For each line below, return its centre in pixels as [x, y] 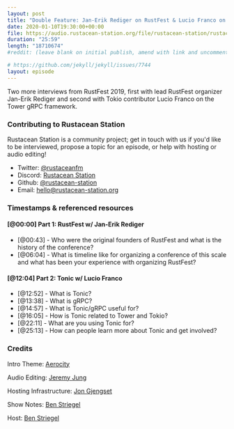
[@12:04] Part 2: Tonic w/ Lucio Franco [65, 278]
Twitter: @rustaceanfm [50, 167]
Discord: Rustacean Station [56, 175]
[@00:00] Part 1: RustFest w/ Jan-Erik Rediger [76, 224]
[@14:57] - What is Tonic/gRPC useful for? [78, 309]
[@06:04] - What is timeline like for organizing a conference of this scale [122, 255]
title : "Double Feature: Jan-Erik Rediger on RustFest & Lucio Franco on [117, 20]
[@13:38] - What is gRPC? [55, 301]
